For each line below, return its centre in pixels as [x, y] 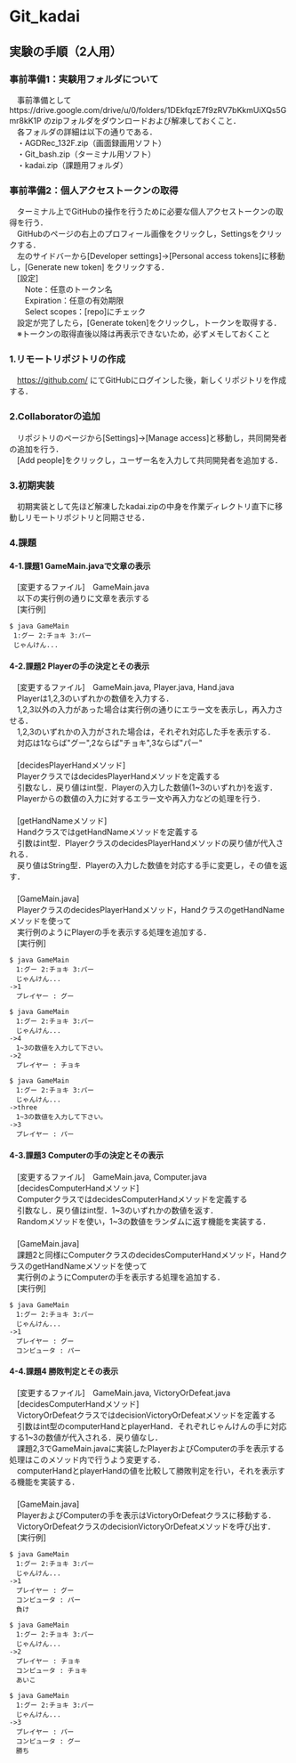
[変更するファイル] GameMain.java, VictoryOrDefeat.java [124, 1393]
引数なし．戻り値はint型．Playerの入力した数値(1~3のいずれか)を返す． [147, 788]
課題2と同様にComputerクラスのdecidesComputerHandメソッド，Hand [148, 1255]
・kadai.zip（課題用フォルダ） [72, 165]
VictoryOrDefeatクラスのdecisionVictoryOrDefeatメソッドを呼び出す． [146, 1526]
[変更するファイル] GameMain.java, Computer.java [112, 1176]
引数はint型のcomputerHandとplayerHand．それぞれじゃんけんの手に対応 [152, 1426]
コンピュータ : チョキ [52, 1670]
